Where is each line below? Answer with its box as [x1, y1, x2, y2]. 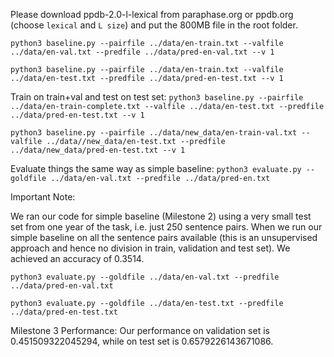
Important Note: [10, 191, 76, 203]
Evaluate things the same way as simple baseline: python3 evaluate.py [10, 163, 302, 174]
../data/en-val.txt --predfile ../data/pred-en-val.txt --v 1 [10, 47, 275, 57]
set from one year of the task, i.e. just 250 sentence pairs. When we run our [10, 221, 323, 233]
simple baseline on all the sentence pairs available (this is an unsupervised [10, 232, 318, 243]
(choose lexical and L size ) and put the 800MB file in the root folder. [10, 19, 298, 31]
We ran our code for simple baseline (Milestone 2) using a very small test [10, 210, 312, 222]
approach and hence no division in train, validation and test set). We [10, 242, 291, 254]
